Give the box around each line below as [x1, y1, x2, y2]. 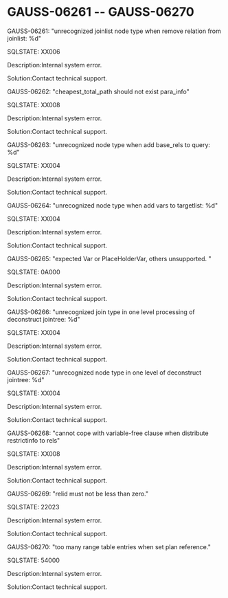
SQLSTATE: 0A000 [7, 267, 60, 276]
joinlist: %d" [7, 34, 42, 42]
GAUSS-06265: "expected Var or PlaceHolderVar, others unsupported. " [7, 254, 212, 263]
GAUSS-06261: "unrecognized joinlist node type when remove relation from [7, 27, 222, 35]
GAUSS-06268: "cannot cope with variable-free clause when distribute [7, 429, 209, 437]
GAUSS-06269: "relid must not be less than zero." [7, 489, 149, 498]
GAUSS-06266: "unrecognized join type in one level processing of [7, 307, 196, 316]
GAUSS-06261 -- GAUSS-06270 [7, 4, 194, 20]
